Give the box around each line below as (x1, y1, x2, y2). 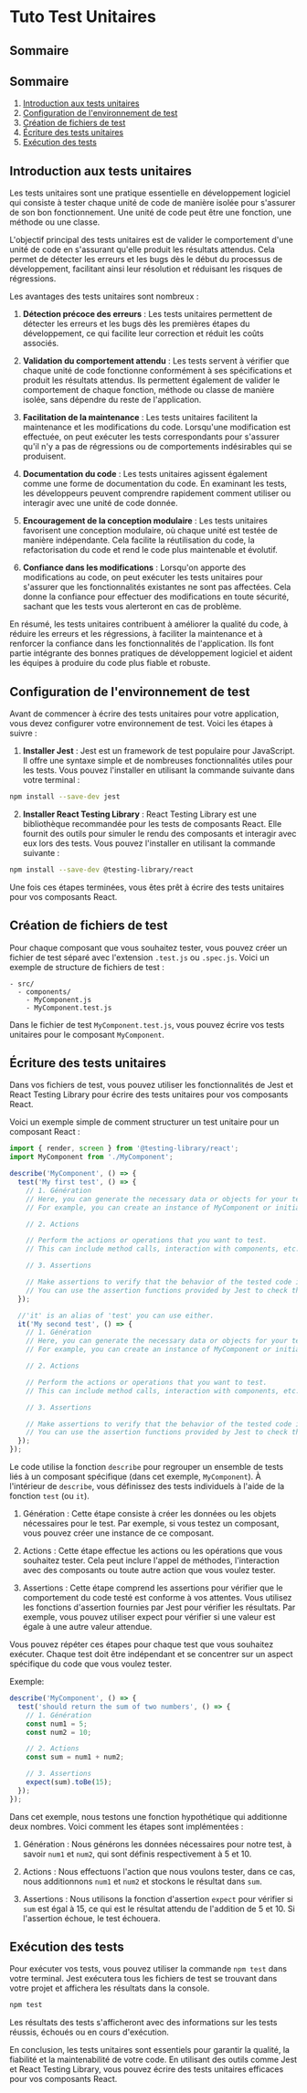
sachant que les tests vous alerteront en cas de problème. (22, 601, 242, 612)
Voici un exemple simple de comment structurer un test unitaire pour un (9, 1116, 280, 1127)
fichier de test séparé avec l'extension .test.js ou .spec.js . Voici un (9, 952, 270, 963)
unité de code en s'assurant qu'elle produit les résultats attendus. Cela (9, 244, 276, 255)
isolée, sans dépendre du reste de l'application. (22, 395, 202, 406)
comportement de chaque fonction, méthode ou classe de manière (22, 385, 275, 396)
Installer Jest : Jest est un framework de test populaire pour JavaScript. (22, 745, 295, 756)
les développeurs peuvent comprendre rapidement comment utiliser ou (22, 488, 291, 499)
